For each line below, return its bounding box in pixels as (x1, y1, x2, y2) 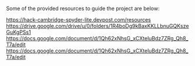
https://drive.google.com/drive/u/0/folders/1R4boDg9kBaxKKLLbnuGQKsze (6, 23, 189, 29)
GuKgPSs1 (6, 29, 31, 36)
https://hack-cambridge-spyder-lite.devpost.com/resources (6, 16, 151, 23)
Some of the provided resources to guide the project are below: (6, 5, 160, 12)
